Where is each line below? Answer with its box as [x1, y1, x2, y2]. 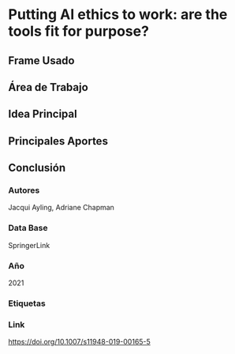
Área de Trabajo [8, 81, 88, 94]
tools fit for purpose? [8, 22, 150, 40]
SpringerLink [8, 240, 50, 250]
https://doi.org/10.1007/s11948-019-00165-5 [8, 337, 151, 347]
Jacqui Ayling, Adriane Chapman [8, 203, 114, 213]
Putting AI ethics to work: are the [8, 6, 228, 24]
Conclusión [8, 161, 66, 175]
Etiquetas [8, 298, 46, 309]
